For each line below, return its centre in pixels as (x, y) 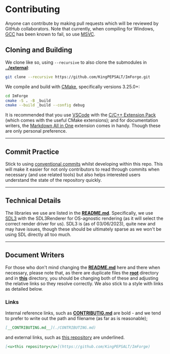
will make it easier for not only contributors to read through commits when (82, 169)
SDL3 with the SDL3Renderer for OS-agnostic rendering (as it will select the (84, 218)
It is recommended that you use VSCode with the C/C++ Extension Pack (80, 115)
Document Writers (35, 255)
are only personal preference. (36, 131)
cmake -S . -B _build (28, 101)
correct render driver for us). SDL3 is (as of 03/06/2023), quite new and (80, 223)
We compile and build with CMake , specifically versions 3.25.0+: (73, 87)
